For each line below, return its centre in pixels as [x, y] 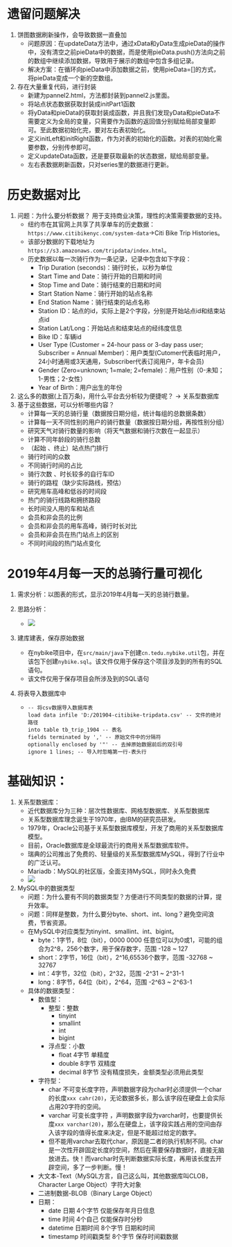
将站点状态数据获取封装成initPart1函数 [81, 104]
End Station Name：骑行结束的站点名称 [94, 302]
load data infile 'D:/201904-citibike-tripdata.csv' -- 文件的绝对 [124, 715]
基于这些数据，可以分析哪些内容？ [66, 404]
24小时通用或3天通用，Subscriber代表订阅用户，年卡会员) [121, 361]
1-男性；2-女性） [62, 379]
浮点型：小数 [66, 1046]
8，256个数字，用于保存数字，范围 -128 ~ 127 [122, 949]
